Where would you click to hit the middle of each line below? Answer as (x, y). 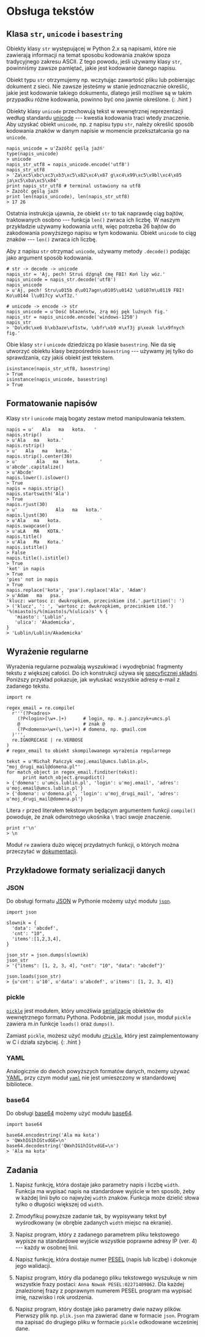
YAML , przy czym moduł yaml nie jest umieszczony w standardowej (91, 1078)
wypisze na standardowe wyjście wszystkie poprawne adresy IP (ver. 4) (106, 1241)
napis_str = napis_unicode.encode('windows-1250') (72, 317)
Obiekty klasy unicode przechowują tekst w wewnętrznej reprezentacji (95, 111)
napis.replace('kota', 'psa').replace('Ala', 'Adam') (76, 590)
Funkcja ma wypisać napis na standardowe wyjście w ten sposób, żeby (105, 1191)
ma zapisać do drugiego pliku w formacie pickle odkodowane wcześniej (106, 1322)
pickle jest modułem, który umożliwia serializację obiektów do (85, 1010)
